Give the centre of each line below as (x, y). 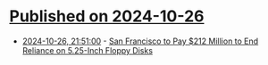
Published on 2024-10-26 (107, 16)
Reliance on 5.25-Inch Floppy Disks (88, 50)
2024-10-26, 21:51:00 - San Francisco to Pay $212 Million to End (140, 41)
